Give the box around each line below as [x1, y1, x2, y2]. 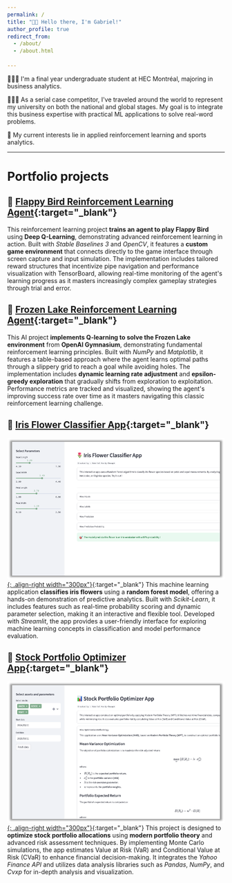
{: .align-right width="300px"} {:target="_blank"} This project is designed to [7, 824, 222, 832]
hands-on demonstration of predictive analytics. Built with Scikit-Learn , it [7, 594, 215, 603]
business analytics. [7, 81, 62, 90]
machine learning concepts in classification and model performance [7, 624, 201, 632]
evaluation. [7, 632, 39, 640]
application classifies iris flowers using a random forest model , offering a [7, 588, 219, 596]
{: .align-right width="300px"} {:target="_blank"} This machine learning [7, 580, 209, 588]
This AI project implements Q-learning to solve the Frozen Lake [7, 333, 191, 341]
